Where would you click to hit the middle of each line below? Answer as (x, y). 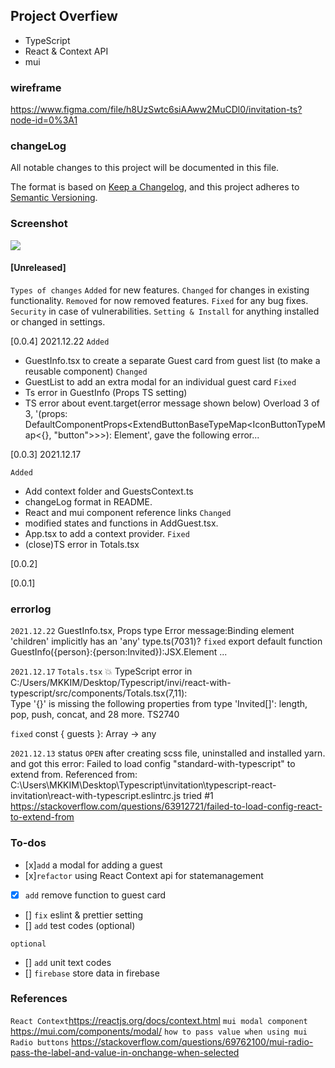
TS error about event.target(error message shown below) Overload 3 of (172, 403)
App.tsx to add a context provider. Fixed (107, 533)
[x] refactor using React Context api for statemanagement (144, 875)
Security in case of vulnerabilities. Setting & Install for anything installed (165, 311)
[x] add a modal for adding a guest (93, 865)
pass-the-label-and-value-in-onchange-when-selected (125, 1052)
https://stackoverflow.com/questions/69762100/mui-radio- (192, 1041)
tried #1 (198, 796)
